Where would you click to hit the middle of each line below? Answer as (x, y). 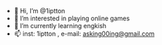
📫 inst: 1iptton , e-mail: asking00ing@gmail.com (84, 34)
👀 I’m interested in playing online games (72, 18)
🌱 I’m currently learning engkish (60, 26)
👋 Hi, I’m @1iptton (39, 11)
